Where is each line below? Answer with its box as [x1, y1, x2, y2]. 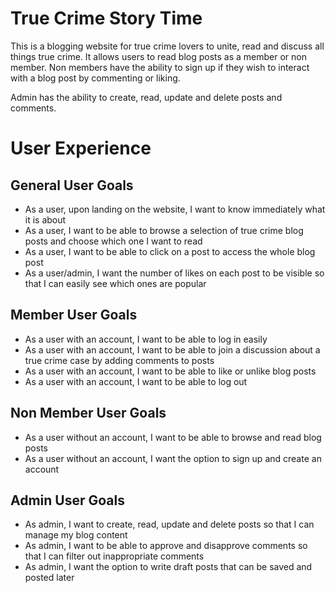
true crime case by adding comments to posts [24, 354, 215, 366]
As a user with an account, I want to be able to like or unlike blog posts [24, 365, 317, 377]
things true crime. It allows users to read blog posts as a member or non [10, 50, 307, 62]
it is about [24, 213, 67, 226]
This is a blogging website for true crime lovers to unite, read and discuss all [10, 40, 325, 52]
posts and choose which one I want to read [24, 235, 203, 247]
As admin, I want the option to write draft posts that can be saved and [24, 561, 313, 573]
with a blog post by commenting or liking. [10, 72, 181, 84]
